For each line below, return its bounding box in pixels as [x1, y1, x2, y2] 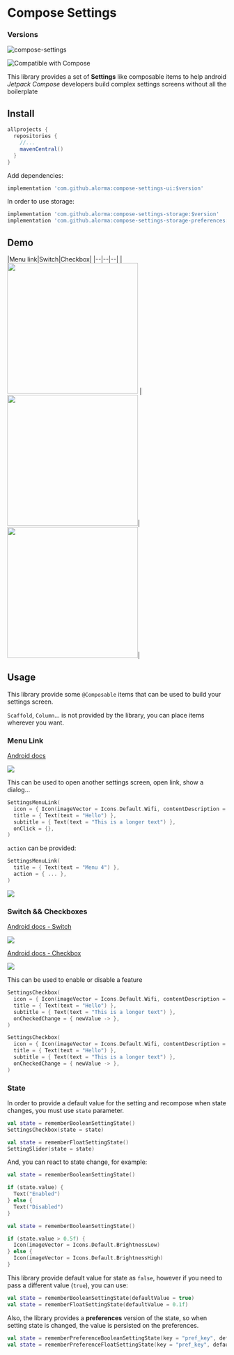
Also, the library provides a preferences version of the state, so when [7, 1313, 208, 1322]
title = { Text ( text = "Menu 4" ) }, [13, 864, 120, 871]
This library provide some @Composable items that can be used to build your [7, 690, 221, 698]
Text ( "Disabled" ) [13, 1203, 64, 1211]
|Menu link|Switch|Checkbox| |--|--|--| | [7, 255, 123, 263]
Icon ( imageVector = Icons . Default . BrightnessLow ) [13, 1241, 160, 1249]
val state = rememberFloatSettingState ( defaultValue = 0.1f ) [7, 1301, 189, 1308]
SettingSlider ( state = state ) [7, 1145, 95, 1152]
